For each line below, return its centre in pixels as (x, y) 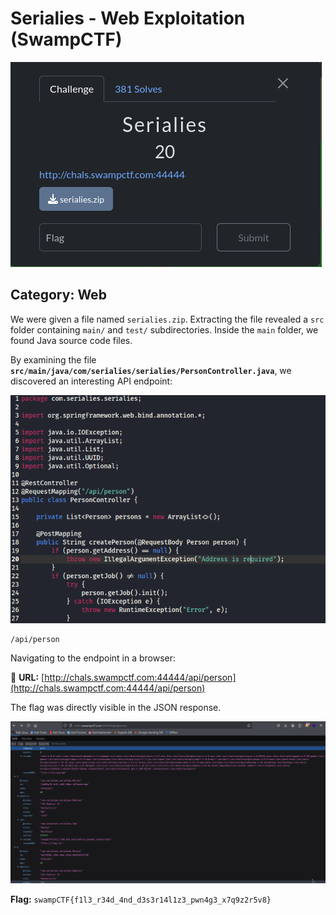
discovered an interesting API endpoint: (91, 381)
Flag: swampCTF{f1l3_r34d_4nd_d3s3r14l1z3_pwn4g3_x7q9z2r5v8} (141, 899)
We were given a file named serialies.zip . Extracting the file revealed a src (167, 319)
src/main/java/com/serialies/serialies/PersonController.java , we (151, 370)
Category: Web (58, 295)
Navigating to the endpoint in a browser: (93, 658)
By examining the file (53, 359)
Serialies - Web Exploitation (128, 18)
